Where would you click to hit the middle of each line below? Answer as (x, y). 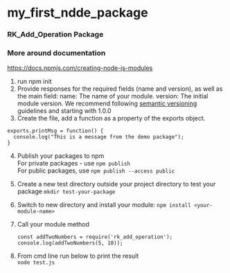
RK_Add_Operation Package (55, 35)
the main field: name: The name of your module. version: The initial (113, 96)
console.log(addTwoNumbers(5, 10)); (70, 243)
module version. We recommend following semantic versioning (107, 104)
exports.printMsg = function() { (55, 131)
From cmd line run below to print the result (78, 256)
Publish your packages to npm (61, 156)
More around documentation (56, 53)
